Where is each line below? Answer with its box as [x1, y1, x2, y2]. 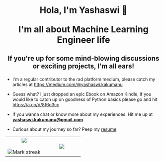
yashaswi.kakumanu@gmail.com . [12, 116, 84, 122]
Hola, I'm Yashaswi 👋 [39, 4, 128, 16]
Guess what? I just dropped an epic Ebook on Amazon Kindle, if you [12, 91, 152, 97]
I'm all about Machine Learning [18, 24, 149, 35]
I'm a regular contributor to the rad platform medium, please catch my [12, 76, 156, 82]
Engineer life [57, 34, 110, 46]
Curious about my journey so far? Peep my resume [12, 126, 117, 132]
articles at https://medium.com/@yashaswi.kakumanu [12, 81, 123, 87]
